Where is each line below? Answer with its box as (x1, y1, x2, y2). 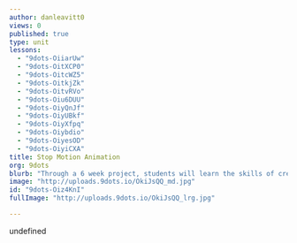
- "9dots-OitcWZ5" (17, 71, 86, 80)
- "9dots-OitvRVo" (17, 87, 86, 95)
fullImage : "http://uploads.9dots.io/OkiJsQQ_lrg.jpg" (9, 194, 216, 203)
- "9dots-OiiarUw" (17, 54, 86, 63)
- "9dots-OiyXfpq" (17, 120, 86, 129)
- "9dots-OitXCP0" (17, 63, 86, 72)
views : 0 (9, 21, 42, 30)
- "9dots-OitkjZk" (17, 79, 86, 87)
